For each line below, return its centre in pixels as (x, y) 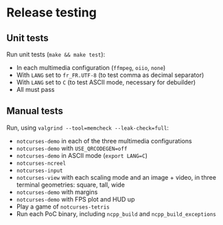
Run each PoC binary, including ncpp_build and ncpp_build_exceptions (116, 213)
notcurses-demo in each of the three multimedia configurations (104, 141)
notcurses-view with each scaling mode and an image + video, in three (116, 177)
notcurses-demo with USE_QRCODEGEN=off (72, 148)
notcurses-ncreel (41, 163)
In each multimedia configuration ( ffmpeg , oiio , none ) (91, 68)
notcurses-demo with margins (57, 192)
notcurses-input (39, 170)
